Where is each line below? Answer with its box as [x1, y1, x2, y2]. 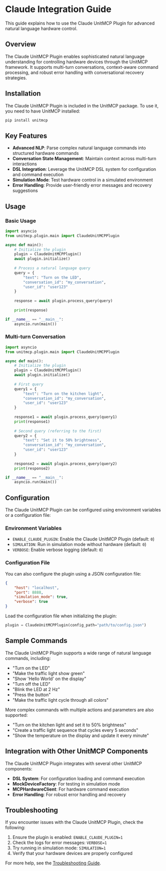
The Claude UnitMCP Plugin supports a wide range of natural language [5, 649, 151, 656]
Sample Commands [5, 636, 67, 645]
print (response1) [14, 419, 50, 424]
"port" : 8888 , [14, 590, 43, 595]
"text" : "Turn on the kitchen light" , [23, 391, 104, 396]
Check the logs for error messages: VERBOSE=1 [12, 840, 107, 846]
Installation [5, 89, 41, 98]
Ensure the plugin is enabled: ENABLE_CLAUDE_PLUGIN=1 [12, 834, 123, 840]
